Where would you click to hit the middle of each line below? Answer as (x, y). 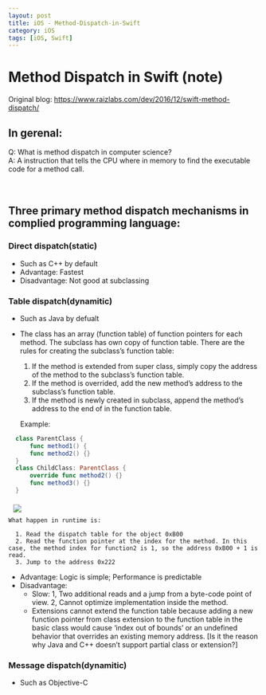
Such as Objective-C (54, 683)
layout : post (30, 16)
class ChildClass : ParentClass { (71, 468)
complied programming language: (94, 224)
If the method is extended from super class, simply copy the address (144, 366)
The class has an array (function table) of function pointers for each (131, 334)
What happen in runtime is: (55, 520)
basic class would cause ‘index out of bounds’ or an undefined (135, 627)
